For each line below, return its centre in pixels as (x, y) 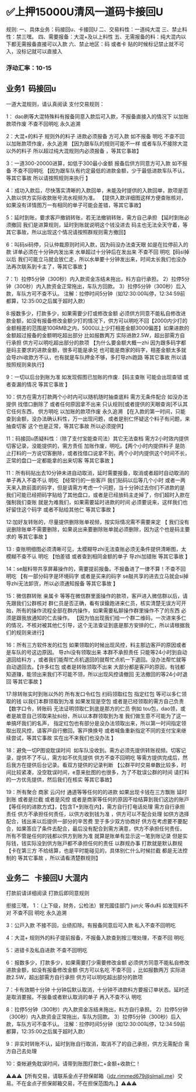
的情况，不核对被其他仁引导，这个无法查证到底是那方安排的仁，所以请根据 (95, 625)
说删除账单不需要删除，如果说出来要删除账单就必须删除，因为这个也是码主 (95, 529)
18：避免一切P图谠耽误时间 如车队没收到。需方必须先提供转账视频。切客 (94, 750)
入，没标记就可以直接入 (34, 51)
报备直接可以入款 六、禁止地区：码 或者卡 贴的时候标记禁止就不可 (105, 44)
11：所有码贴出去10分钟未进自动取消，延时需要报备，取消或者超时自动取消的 (98, 473)
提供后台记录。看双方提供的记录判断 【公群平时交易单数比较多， (104, 765)
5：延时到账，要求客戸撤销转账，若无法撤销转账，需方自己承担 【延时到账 (95, 217)
